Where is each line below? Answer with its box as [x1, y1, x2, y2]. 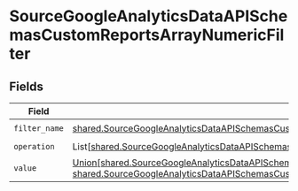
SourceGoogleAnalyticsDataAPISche [9, 6, 288, 27]
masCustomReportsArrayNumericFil [9, 25, 285, 45]
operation [13, 141, 55, 151]
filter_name [13, 123, 65, 134]
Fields [9, 79, 44, 94]
